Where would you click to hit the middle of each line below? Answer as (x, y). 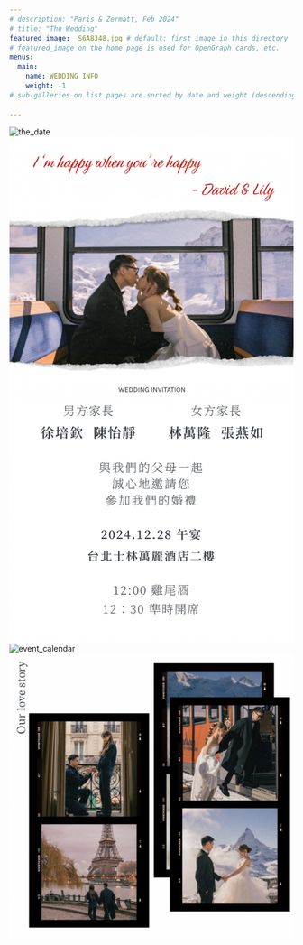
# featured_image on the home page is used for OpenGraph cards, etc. (145, 48)
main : (28, 67)
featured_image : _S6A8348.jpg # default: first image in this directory (149, 38)
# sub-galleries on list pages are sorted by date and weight (129, 95)
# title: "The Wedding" (54, 28)
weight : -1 (46, 86)
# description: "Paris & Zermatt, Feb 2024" (94, 19)
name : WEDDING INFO (62, 77)
